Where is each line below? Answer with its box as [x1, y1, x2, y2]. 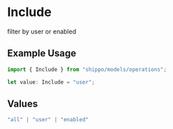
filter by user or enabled [7, 27, 77, 36]
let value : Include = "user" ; [7, 78, 96, 86]
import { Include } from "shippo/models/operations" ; [7, 66, 167, 73]
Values [7, 98, 38, 109]
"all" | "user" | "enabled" [7, 116, 89, 123]
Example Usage [7, 47, 77, 59]
